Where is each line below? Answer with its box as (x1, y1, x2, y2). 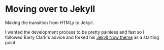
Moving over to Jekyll (5, 3, 95, 15)
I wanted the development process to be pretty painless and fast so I (5, 29, 144, 35)
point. (5, 39, 17, 45)
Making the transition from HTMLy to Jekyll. (5, 20, 94, 25)
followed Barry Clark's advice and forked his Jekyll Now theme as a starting (5, 34, 159, 40)
